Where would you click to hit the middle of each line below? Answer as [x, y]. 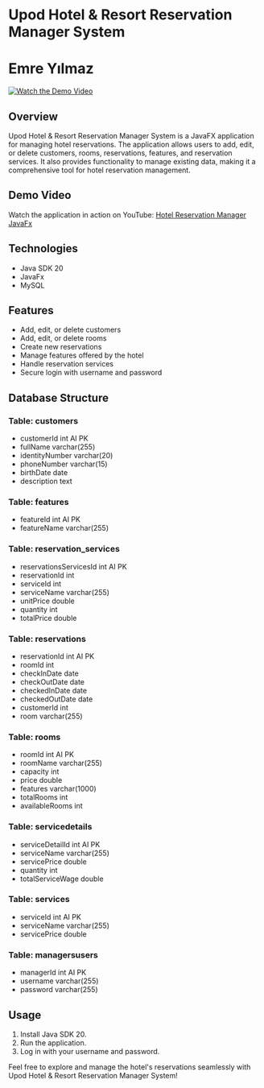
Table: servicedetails [50, 827]
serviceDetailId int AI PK [60, 844]
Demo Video [40, 195]
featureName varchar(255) [64, 528]
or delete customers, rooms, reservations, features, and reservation [120, 153]
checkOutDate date [52, 681]
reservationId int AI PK [57, 656]
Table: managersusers [53, 954]
